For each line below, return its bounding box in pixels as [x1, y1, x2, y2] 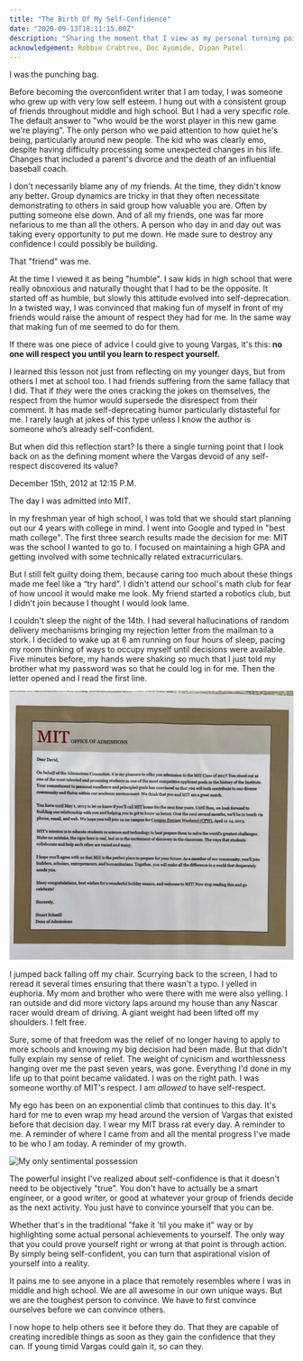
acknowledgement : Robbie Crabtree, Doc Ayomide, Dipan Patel [9, 43, 244, 52]
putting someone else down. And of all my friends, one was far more [9, 210, 264, 221]
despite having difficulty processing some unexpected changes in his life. [9, 145, 283, 155]
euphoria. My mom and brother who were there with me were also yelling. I [9, 988, 289, 999]
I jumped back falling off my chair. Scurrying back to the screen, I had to [9, 969, 278, 980]
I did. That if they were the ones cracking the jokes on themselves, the [9, 385, 271, 397]
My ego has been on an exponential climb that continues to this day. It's [9, 1100, 277, 1111]
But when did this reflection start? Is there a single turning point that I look [9, 441, 284, 452]
